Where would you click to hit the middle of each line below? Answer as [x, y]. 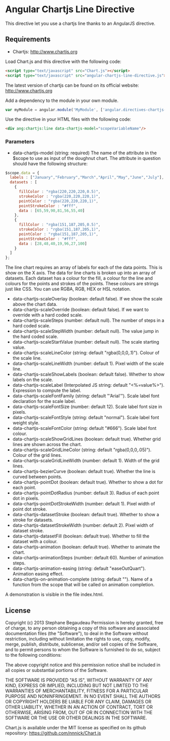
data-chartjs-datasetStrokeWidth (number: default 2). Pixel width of [83, 525]
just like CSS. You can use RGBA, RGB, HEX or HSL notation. [68, 289]
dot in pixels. [26, 498]
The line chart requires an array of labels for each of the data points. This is [84, 267]
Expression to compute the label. [47, 391]
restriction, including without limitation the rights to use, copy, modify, [78, 638]
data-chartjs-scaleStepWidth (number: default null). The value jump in [86, 331]
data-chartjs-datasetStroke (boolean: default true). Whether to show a [86, 515]
